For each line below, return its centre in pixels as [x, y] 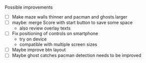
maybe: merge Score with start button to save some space [72, 22]
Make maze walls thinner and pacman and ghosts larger [70, 17]
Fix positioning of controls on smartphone [55, 33]
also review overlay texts [45, 28]
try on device [33, 39]
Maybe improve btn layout [39, 50]
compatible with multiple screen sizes [58, 44]
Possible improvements [29, 7]
